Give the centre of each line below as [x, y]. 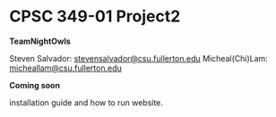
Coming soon [35, 85]
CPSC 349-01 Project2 [95, 17]
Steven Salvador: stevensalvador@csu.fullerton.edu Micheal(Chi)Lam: [139, 58]
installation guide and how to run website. [86, 102]
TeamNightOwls [40, 41]
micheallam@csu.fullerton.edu [66, 68]
